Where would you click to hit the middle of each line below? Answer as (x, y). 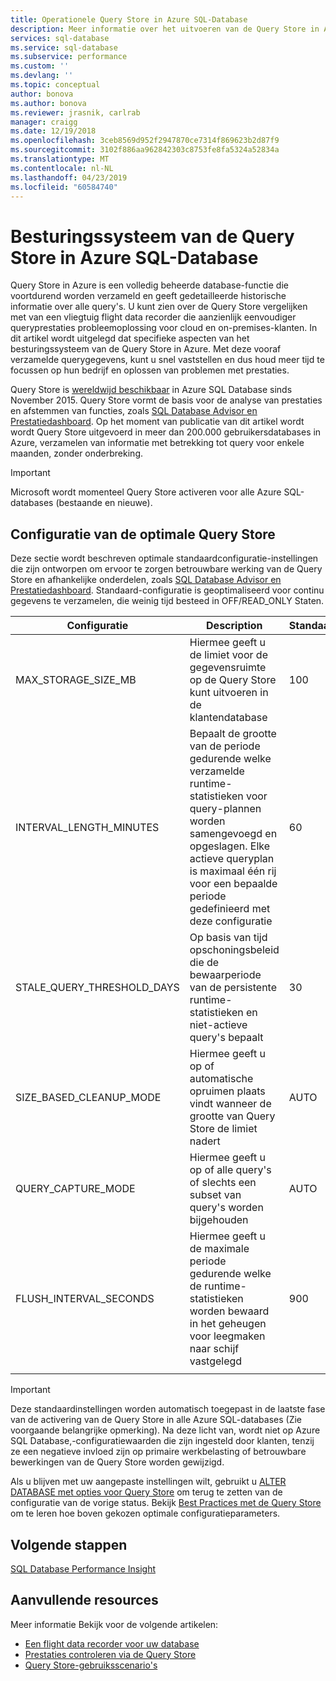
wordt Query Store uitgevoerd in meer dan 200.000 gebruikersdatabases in (166, 432)
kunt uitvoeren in (229, 693)
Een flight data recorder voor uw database (112, 1643)
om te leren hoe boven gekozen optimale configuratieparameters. (145, 1513)
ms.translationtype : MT (60, 159)
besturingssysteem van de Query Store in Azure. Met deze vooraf (146, 349)
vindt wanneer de (230, 1104)
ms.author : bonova (48, 103)
